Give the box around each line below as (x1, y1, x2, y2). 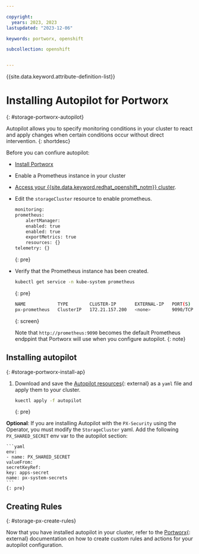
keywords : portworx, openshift (6, 36, 84, 42)
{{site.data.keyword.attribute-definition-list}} (6, 73, 116, 80)
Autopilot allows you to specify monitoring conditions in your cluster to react (6, 125, 193, 132)
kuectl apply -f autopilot (14, 397, 82, 404)
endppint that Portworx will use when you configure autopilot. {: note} (14, 335, 186, 342)
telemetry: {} (14, 245, 50, 251)
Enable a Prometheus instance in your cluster (14, 172, 126, 179)
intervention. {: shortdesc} (6, 138, 71, 145)
